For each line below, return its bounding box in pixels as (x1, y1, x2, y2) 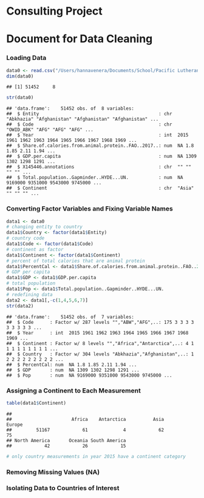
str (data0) (6, 95, 34, 101)
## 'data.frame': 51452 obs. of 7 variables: (6, 314, 135, 320)
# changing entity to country (6, 224, 83, 230)
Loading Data (6, 53, 47, 62)
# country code (6, 235, 45, 241)
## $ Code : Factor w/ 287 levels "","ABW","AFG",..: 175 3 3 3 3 (6, 319, 194, 325)
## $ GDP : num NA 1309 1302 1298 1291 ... (6, 367, 140, 373)
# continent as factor (6, 246, 64, 252)
